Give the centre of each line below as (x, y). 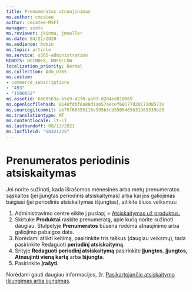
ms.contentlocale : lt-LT (36, 121)
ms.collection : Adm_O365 (36, 72)
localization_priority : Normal (44, 66)
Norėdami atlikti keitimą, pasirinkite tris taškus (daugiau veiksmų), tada (100, 238)
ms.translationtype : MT (35, 115)
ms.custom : (19, 77)
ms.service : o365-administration (47, 55)
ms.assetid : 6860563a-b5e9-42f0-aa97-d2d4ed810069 (69, 99)
